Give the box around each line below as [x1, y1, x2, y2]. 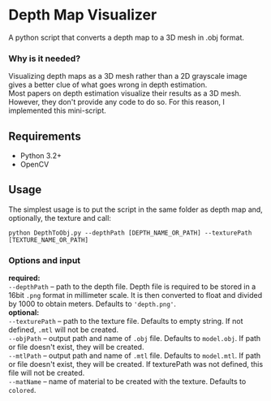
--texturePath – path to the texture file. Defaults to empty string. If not [8, 317, 243, 326]
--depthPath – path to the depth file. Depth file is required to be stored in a [8, 282, 256, 291]
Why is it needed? [8, 53, 81, 64]
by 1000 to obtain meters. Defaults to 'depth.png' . [8, 299, 177, 309]
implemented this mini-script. [8, 106, 107, 115]
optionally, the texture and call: [8, 213, 112, 222]
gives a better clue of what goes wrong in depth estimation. [8, 80, 208, 90]
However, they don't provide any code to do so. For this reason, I [8, 97, 226, 107]
